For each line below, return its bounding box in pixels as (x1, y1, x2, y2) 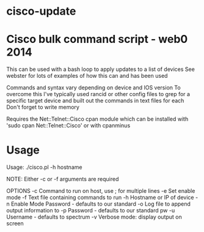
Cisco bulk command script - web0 (6, 32, 188, 47)
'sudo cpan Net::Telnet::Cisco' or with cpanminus (6, 122, 131, 129)
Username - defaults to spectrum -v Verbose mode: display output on (6, 213, 182, 221)
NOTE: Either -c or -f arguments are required (6, 176, 119, 183)
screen (6, 220, 24, 227)
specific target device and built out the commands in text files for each (6, 97, 184, 105)
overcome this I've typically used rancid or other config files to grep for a (6, 91, 191, 98)
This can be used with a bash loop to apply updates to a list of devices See (6, 65, 195, 73)
